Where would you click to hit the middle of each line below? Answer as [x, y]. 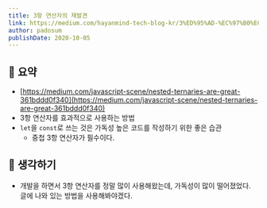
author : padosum [35, 30]
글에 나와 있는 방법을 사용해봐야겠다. [76, 195]
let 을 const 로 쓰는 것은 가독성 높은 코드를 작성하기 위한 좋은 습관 [121, 128]
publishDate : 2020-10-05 [49, 38]
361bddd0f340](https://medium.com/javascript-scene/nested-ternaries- [139, 100]
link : [17, 23]
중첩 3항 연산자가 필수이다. [73, 138]
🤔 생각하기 [33, 165]
